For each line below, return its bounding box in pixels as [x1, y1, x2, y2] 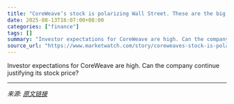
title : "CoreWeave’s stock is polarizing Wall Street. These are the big [7, 10, 226, 17]
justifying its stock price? [7, 69, 79, 77]
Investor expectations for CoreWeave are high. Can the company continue [7, 62, 220, 69]
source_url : [7, 42, 42, 49]
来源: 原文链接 [7, 89, 47, 98]
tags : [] [7, 29, 33, 37]
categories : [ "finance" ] [7, 23, 79, 30]
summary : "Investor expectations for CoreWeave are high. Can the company [7, 36, 229, 43]
